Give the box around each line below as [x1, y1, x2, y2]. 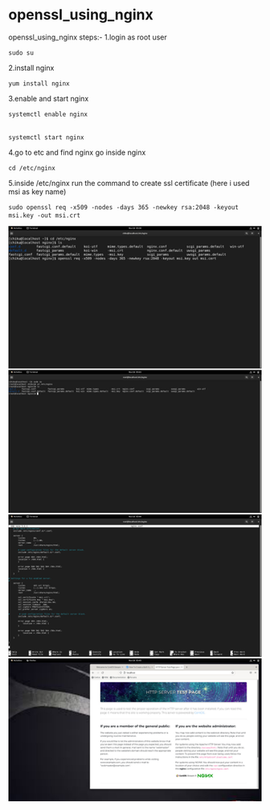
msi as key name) [8, 187, 67, 196]
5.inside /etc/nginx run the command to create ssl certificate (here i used [8, 178, 250, 188]
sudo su [8, 48, 35, 57]
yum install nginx [8, 79, 70, 88]
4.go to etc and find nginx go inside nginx [8, 147, 146, 157]
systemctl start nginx [8, 133, 84, 142]
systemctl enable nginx [8, 110, 88, 118]
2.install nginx [8, 63, 55, 72]
